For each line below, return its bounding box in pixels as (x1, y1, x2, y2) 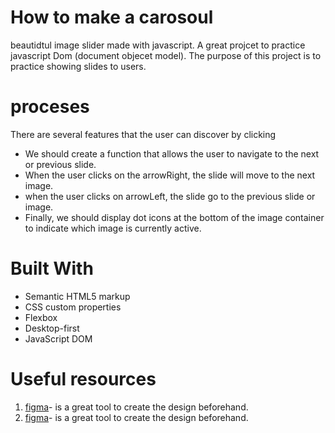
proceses (10, 96, 90, 118)
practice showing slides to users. (10, 60, 147, 72)
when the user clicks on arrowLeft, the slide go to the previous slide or (24, 190, 316, 202)
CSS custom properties (24, 301, 122, 313)
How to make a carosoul (10, 6, 214, 29)
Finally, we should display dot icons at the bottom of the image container (24, 211, 325, 223)
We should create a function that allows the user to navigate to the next (24, 147, 320, 160)
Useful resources (10, 368, 157, 390)
